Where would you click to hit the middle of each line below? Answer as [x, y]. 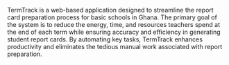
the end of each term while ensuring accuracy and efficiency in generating [114, 32]
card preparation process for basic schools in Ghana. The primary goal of [112, 17]
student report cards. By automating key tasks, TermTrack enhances [105, 39]
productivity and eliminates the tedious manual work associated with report [115, 47]
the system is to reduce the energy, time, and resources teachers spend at [114, 25]
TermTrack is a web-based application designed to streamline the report [110, 10]
